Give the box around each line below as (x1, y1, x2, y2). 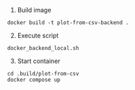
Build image (17, 6, 51, 14)
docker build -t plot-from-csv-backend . (7, 19, 129, 26)
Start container (17, 57, 61, 65)
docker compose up (7, 76, 61, 83)
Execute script (17, 31, 59, 39)
